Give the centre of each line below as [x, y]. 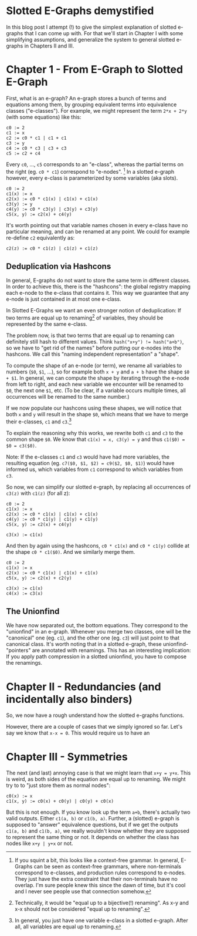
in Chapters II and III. [49, 46]
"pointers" [18, 651]
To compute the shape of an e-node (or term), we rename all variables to [94, 366]
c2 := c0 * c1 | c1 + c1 [36, 138]
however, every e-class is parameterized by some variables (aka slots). [92, 178]
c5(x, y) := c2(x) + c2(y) [39, 578]
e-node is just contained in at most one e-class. [64, 299]
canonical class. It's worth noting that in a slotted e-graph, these [84, 644]
